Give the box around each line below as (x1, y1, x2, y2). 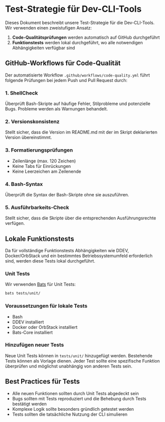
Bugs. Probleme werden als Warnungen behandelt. (5, 106, 108, 112)
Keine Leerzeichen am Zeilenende (12, 168, 82, 174)
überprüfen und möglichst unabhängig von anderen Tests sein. (5, 363, 133, 369)
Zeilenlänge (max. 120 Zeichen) (12, 158, 76, 164)
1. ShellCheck (5, 89, 38, 96)
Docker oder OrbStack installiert (12, 324, 78, 330)
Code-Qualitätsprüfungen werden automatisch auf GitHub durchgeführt (12, 34, 160, 40)
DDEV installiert (12, 319, 44, 325)
